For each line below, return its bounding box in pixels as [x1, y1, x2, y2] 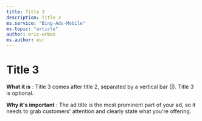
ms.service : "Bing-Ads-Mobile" [6, 20, 86, 26]
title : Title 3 [6, 8, 45, 15]
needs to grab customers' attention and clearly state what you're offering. [6, 107, 192, 115]
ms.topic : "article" [6, 25, 59, 32]
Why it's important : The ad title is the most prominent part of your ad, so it [6, 101, 196, 108]
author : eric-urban [6, 31, 56, 38]
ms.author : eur [6, 37, 45, 43]
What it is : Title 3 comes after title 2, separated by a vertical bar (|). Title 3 [6, 83, 194, 90]
